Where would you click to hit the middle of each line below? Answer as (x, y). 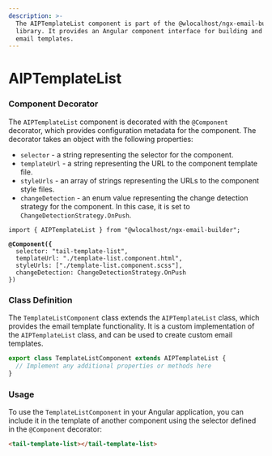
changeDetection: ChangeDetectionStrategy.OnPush (101, 273)
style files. (37, 189)
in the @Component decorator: (55, 429)
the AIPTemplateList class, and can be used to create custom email (121, 335)
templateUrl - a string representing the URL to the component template (138, 163)
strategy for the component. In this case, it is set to (105, 206)
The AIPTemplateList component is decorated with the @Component (118, 122)
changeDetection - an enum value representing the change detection (134, 198)
